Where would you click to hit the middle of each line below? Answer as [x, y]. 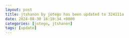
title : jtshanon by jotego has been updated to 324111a [64, 14]
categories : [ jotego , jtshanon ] [39, 23]
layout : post [19, 10]
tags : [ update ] [21, 28]
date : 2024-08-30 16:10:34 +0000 [40, 19]
